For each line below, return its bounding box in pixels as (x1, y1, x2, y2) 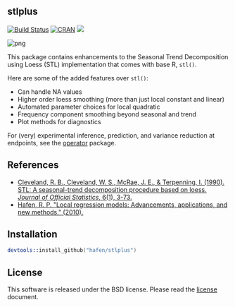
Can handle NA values (17, 88, 82, 96)
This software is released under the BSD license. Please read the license (7, 285, 218, 294)
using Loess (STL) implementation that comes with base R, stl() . (7, 60, 197, 68)
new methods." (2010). (17, 207, 84, 216)
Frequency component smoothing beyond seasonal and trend (17, 109, 197, 119)
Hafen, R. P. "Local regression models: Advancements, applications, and (17, 200, 228, 209)
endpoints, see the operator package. (7, 138, 117, 147)
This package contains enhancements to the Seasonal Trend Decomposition (7, 52, 229, 61)
